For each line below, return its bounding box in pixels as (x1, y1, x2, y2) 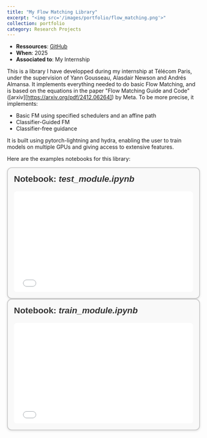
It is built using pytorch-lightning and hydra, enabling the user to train (7, 137, 182, 144)
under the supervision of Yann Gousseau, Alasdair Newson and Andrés (7, 74, 186, 81)
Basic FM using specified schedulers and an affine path (15, 112, 157, 119)
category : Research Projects (7, 26, 81, 32)
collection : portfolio (7, 20, 65, 26)
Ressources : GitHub (15, 43, 68, 50)
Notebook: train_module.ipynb (13, 305, 138, 316)
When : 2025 (15, 50, 48, 57)
